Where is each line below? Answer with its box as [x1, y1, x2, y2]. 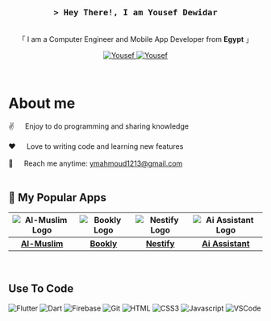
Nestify [145, 238, 175, 249]
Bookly [90, 238, 118, 249]
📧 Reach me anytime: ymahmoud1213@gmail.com [8, 158, 183, 168]
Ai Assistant [201, 238, 250, 249]
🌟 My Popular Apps [8, 191, 107, 204]
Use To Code [8, 282, 74, 296]
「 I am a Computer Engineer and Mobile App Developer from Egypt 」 [18, 35, 253, 44]
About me [8, 94, 76, 113]
